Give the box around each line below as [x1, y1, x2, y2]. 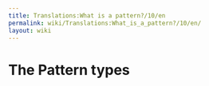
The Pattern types [8, 61, 130, 79]
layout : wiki [8, 26, 52, 34]
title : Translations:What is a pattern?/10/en [8, 11, 166, 20]
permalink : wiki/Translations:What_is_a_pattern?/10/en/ [8, 19, 202, 27]
